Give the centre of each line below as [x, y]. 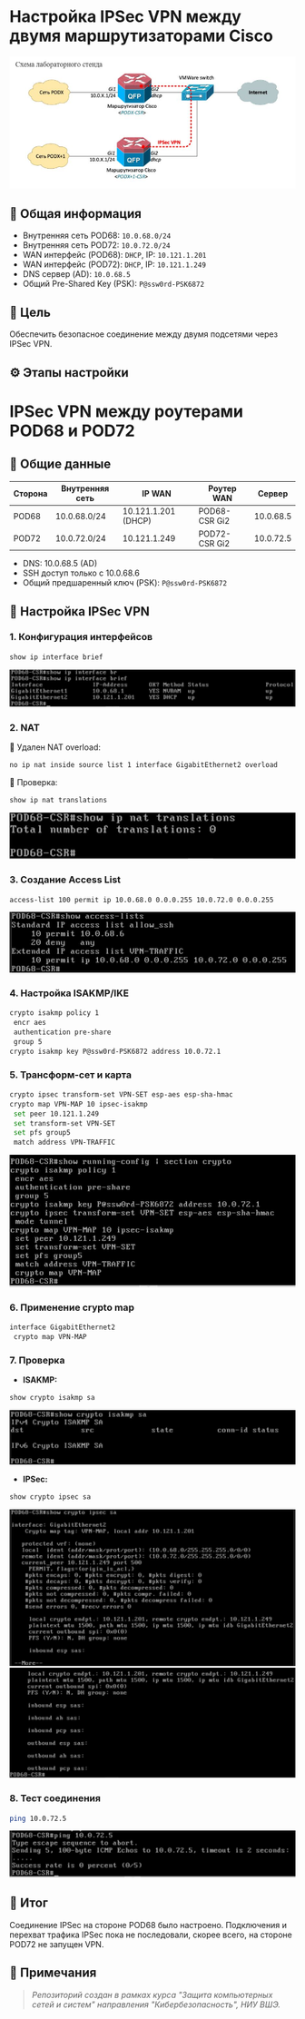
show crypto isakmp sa [52, 1398]
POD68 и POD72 [72, 431]
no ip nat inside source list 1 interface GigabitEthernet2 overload [144, 764]
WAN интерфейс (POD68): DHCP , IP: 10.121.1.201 [114, 255]
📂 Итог [29, 1903]
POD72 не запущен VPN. [57, 1944]
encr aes [30, 1023]
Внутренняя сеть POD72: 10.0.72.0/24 [96, 245]
